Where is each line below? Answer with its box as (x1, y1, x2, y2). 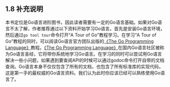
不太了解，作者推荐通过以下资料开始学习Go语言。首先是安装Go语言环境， (9, 25, 165, 31)
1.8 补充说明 (5, 5, 43, 14)
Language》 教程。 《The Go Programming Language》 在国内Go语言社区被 (5, 45, 160, 51)
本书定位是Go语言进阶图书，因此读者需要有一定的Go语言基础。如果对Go (5, 19, 158, 25)
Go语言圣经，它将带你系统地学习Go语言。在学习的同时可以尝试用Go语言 (9, 51, 162, 57)
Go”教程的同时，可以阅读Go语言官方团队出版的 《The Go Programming (5, 38, 154, 44)
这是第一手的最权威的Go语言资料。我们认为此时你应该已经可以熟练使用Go (5, 70, 161, 76)
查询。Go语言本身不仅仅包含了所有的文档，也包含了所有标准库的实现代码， (5, 63, 163, 69)
